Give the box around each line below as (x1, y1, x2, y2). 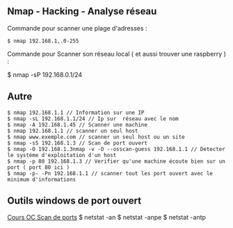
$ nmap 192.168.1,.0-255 (7, 38, 79, 44)
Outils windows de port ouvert (7, 195, 141, 207)
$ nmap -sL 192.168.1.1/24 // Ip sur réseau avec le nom (7, 115, 179, 122)
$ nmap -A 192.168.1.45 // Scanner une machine (7, 121, 148, 128)
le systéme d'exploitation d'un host (7, 152, 117, 158)
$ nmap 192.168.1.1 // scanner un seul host (7, 127, 138, 134)
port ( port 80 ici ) (7, 163, 70, 171)
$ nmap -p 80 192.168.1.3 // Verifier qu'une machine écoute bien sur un (7, 158, 226, 165)
